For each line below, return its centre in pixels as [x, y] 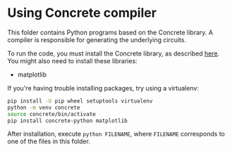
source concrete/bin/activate [52, 114]
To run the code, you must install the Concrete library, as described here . [114, 53]
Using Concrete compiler [82, 13]
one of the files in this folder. [49, 141]
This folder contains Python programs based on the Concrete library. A [110, 32]
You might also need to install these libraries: [72, 60]
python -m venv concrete [44, 107]
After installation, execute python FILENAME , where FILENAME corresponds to [116, 134]
